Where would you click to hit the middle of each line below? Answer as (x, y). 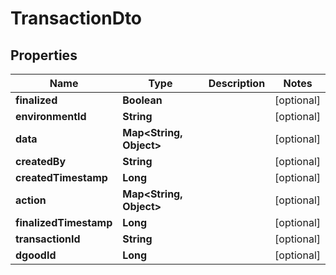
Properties (44, 55)
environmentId (51, 116)
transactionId (48, 239)
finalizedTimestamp (64, 222)
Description (237, 83)
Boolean (142, 100)
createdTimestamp (61, 177)
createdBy (41, 161)
